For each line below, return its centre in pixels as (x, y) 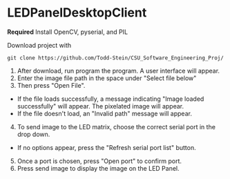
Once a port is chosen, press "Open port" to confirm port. (99, 161)
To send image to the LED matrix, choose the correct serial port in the (116, 126)
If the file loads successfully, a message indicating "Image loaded (111, 99)
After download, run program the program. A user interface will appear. (118, 70)
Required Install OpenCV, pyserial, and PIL (68, 32)
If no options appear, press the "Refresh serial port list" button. (106, 147)
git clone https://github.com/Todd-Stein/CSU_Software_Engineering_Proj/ (116, 58)
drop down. (33, 134)
